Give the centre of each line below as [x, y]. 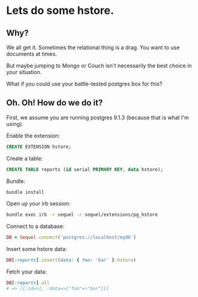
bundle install [25, 192]
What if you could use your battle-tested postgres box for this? [85, 84]
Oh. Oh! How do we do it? [55, 103]
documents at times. [32, 54]
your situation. [24, 72]
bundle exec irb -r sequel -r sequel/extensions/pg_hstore [82, 215]
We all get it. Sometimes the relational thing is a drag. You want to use [93, 47]
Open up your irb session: [38, 204]
